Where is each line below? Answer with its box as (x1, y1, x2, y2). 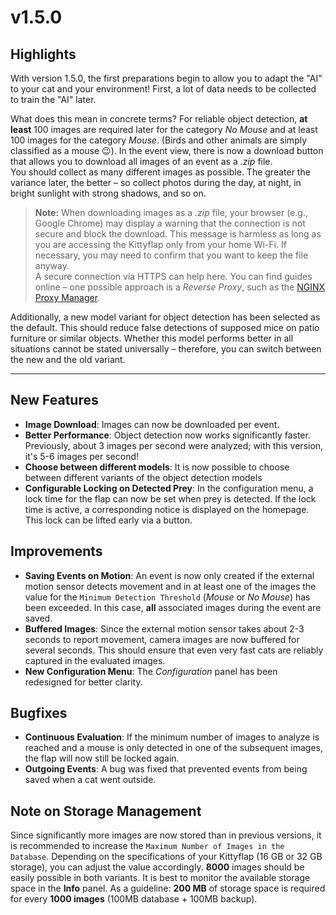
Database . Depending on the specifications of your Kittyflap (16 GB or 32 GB (10, 851, 323, 863)
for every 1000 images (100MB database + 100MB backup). (10, 893, 258, 905)
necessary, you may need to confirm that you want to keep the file (34, 249, 309, 261)
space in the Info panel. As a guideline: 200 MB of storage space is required (10, 882, 326, 895)
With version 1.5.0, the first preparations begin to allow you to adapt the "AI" (10, 72, 323, 84)
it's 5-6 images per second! (24, 450, 140, 462)
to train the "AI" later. (10, 94, 97, 105)
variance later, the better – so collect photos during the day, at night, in (10, 177, 302, 188)
